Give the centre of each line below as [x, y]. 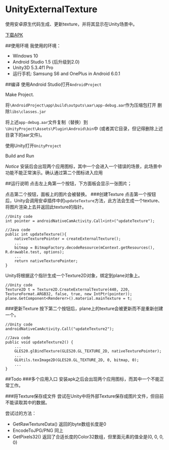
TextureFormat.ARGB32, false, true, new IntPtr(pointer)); [69, 294]
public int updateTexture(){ [36, 234]
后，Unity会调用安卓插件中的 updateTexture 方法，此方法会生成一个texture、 [84, 200]
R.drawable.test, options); [35, 252]
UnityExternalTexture [51, 9]
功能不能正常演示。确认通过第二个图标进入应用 [54, 172]
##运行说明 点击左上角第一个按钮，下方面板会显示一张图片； [69, 183]
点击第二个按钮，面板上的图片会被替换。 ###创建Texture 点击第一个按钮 [81, 194]
